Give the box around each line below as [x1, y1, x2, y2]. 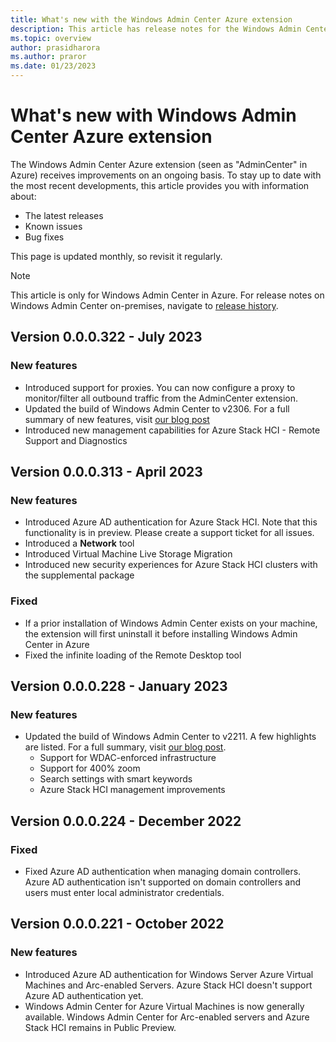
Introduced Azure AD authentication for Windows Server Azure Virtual [24, 968, 314, 980]
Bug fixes [24, 231, 65, 243]
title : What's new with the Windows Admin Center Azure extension [10, 14, 293, 25]
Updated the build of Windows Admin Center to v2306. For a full [24, 402, 290, 415]
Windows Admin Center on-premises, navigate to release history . [10, 299, 279, 311]
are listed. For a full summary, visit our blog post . [24, 741, 227, 753]
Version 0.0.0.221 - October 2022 [10, 916, 225, 933]
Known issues [24, 220, 83, 232]
